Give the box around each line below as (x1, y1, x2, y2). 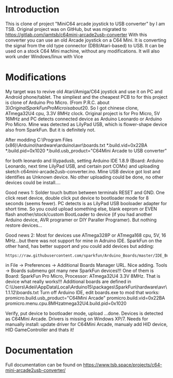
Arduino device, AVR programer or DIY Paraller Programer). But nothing (5, 217, 157, 223)
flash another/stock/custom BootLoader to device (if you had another (5, 211, 152, 217)
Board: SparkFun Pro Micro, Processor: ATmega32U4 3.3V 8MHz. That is (5, 273, 161, 279)
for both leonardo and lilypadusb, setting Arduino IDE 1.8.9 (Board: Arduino (5, 157, 164, 164)
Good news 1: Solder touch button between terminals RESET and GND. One (5, 189, 165, 195)
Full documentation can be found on (5, 362, 82, 368)
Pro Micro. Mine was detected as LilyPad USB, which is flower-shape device (5, 121, 167, 127)
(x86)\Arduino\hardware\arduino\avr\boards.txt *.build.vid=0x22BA (5, 142, 148, 148)
